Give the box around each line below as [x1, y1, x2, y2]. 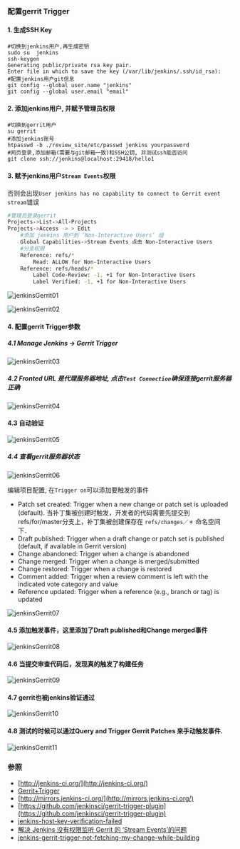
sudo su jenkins [7, 49, 59, 56]
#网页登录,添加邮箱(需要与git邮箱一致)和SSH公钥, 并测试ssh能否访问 [7, 149, 188, 156]
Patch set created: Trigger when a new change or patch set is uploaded [17, 500, 229, 508]
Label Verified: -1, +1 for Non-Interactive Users [33, 278, 187, 286]
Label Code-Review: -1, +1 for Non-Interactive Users [33, 271, 196, 279]
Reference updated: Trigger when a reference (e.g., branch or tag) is [17, 587, 219, 596]
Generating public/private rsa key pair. [7, 62, 132, 69]
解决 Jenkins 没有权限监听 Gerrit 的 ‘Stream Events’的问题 [17, 825, 187, 833]
